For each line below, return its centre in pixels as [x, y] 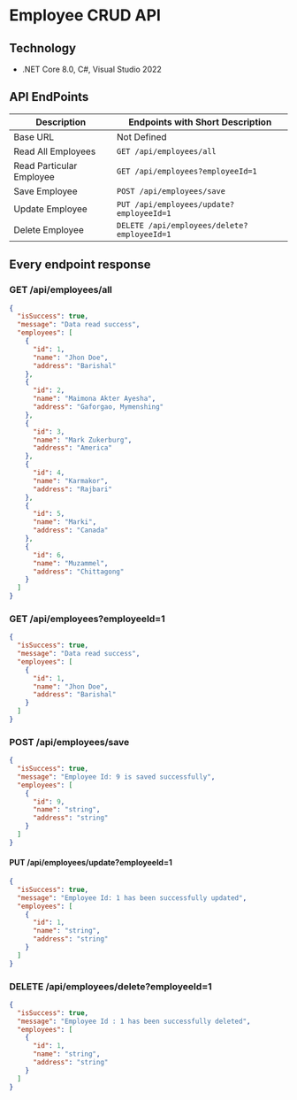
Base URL [34, 136]
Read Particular [46, 165]
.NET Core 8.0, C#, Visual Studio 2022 [91, 69]
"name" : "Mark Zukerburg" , [82, 440]
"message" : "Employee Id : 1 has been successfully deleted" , [134, 1021]
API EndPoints [49, 97]
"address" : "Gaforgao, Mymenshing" [98, 407]
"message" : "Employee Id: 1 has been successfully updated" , [132, 898]
